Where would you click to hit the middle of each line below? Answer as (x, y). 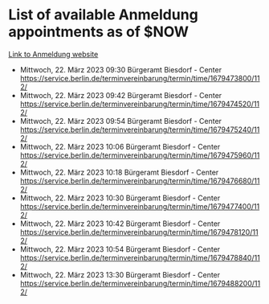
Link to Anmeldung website (53, 54)
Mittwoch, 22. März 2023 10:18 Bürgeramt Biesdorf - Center (119, 172)
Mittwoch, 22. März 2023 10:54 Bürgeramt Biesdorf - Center (120, 249)
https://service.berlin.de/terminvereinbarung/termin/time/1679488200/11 (140, 283)
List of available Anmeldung (103, 15)
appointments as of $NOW (99, 32)
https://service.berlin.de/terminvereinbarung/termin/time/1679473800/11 (140, 78)
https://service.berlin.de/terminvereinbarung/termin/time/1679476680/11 (140, 181)
